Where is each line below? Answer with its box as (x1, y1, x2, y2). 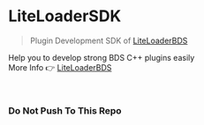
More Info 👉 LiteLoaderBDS (8, 62, 112, 72)
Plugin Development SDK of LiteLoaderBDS (29, 35, 188, 46)
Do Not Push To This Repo (8, 104, 122, 116)
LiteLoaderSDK (8, 6, 122, 26)
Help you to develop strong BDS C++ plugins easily (8, 52, 195, 62)
